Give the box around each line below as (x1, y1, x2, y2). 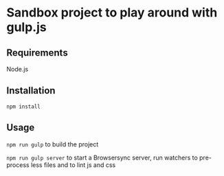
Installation (6, 85, 56, 97)
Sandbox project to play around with (6, 5, 218, 21)
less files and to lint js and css (30, 160, 116, 169)
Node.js (6, 65, 29, 73)
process (6, 160, 30, 169)
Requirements (6, 47, 68, 58)
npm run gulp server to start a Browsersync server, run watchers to (6, 153, 199, 162)
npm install (6, 103, 41, 110)
